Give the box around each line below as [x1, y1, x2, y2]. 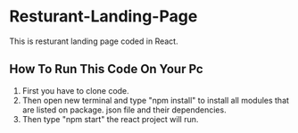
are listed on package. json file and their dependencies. [21, 104, 227, 115]
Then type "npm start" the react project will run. [21, 113, 199, 124]
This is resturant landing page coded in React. [9, 36, 178, 46]
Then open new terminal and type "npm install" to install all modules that [21, 95, 290, 105]
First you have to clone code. [21, 85, 129, 96]
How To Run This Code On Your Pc [9, 62, 203, 77]
